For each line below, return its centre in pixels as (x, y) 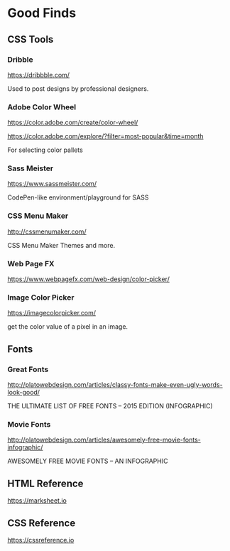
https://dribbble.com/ (38, 75)
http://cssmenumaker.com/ (47, 231)
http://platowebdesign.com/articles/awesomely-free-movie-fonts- (104, 440)
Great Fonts (28, 369)
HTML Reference (45, 483)
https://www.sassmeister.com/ (52, 184)
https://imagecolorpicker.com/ (52, 313)
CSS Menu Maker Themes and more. (61, 245)
